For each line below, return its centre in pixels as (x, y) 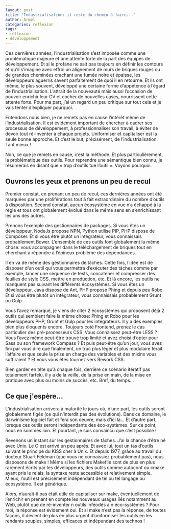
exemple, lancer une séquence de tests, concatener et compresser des (80, 273)
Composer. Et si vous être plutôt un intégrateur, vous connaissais (74, 236)
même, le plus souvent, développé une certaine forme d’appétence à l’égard (86, 85)
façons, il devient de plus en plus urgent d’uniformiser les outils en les (79, 515)
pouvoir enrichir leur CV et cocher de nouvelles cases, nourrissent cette (81, 96)
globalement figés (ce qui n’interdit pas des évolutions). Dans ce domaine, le (86, 414)
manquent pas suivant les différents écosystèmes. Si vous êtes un (75, 284)
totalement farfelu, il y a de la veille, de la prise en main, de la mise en (78, 374)
